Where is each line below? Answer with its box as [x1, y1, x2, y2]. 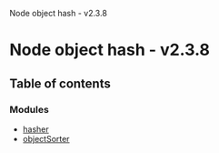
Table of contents [9, 76, 111, 91]
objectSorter [22, 133, 70, 144]
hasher [22, 123, 50, 135]
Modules [9, 103, 50, 116]
